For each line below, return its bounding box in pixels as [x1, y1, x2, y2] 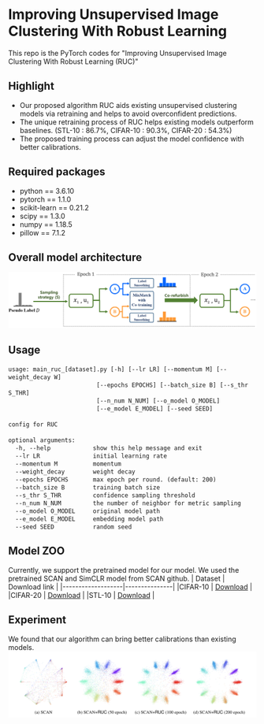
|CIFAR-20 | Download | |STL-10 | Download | [8, 590, 155, 600]
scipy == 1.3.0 [19, 211, 65, 221]
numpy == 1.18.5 [19, 219, 73, 229]
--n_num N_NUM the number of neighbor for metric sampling [15, 499, 242, 507]
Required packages [8, 165, 106, 179]
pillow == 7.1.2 [19, 228, 65, 237]
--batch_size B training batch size [15, 483, 160, 492]
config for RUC [8, 420, 58, 429]
